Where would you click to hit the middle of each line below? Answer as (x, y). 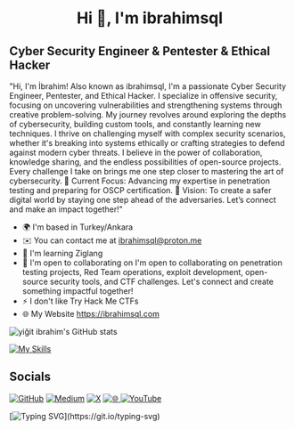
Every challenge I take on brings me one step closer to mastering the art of (147, 171)
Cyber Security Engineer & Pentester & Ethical (139, 51)
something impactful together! (78, 291)
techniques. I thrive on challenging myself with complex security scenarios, (147, 134)
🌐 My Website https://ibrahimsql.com (91, 314)
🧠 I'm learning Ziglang (62, 253)
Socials (30, 377)
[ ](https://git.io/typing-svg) (85, 416)
